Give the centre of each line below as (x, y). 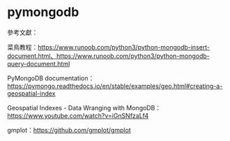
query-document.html (39, 64)
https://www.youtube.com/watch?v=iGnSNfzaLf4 (78, 115)
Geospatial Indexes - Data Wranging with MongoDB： (84, 107)
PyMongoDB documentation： (51, 78)
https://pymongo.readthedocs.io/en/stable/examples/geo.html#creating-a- (115, 86)
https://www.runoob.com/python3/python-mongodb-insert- (124, 47)
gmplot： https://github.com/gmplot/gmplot (69, 130)
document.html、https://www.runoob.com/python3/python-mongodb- (109, 56)
